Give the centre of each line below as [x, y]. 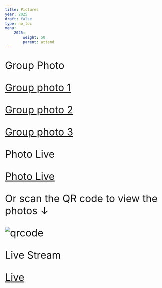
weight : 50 [34, 38]
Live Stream [33, 255]
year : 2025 [16, 14]
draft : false [19, 19]
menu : [11, 28]
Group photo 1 [38, 87]
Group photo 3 [39, 132]
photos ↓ [27, 211]
